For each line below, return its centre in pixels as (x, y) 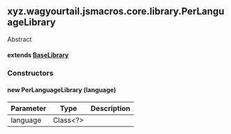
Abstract (20, 39)
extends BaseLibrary (38, 55)
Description (110, 108)
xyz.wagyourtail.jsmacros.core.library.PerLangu (116, 12)
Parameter (29, 108)
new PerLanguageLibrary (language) (62, 89)
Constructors (30, 73)
